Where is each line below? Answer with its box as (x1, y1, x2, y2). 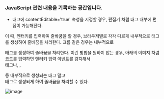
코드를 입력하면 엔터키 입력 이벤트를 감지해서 (5, 56, 91, 62)
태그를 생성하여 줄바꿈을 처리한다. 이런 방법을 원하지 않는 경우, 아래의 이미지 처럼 (5, 50, 160, 56)
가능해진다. (21, 23, 43, 29)
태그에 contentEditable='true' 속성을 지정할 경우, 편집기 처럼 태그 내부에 (12, 16, 152, 23)
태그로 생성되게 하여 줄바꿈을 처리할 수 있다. (5, 79, 89, 85)
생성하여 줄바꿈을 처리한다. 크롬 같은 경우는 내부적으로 (10, 39, 114, 45)
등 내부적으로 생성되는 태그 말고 (5, 72, 66, 78)
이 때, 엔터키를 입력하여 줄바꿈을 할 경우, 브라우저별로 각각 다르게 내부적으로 (5, 33, 151, 39)
